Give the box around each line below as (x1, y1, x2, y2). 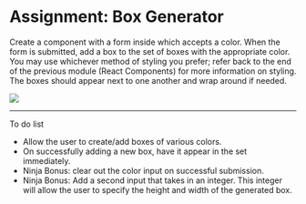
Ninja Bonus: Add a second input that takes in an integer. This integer (22, 175, 282, 186)
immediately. (22, 155, 71, 166)
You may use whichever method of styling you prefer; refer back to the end (9, 56, 291, 66)
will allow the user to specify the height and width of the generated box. (22, 184, 293, 195)
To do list (9, 118, 44, 129)
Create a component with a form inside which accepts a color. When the (9, 36, 280, 47)
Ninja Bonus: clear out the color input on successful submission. (22, 165, 264, 176)
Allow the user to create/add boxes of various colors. (22, 136, 222, 147)
